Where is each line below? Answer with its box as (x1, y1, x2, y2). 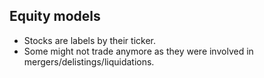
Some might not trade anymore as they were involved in (23, 45, 254, 57)
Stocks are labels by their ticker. (23, 34, 156, 46)
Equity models (9, 8, 101, 25)
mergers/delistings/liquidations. (23, 55, 155, 68)
